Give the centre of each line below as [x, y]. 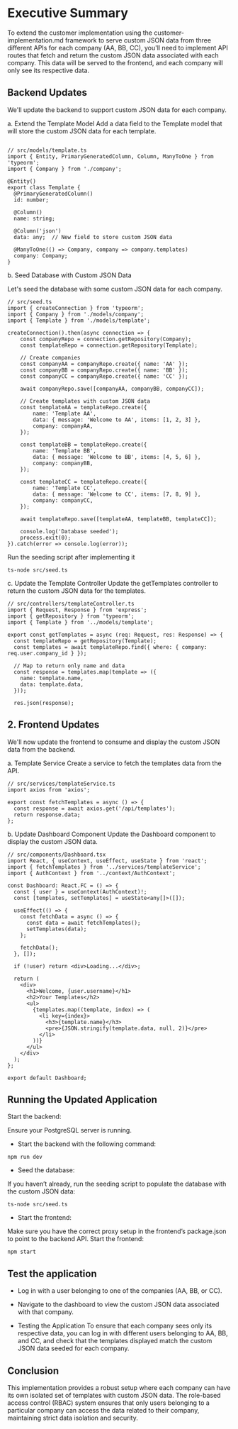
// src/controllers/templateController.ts [71, 604]
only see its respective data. [49, 70]
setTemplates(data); [56, 929]
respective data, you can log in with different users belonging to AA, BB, [123, 1333]
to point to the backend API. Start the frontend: [75, 1239]
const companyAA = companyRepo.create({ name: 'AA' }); [104, 364]
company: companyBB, [63, 463]
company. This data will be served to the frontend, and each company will [115, 62]
